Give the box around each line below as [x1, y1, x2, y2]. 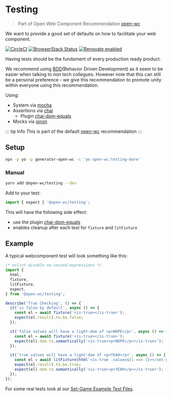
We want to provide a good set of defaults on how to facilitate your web [5, 30, 156, 36]
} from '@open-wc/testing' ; [5, 291, 66, 296]
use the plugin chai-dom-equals [12, 219, 81, 225]
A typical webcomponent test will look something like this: [5, 253, 128, 259]
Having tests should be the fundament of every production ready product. [5, 55, 161, 62]
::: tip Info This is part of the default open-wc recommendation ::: [5, 128, 142, 134]
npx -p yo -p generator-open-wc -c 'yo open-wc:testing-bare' [5, 156, 141, 162]
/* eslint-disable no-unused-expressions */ [5, 263, 102, 268]
